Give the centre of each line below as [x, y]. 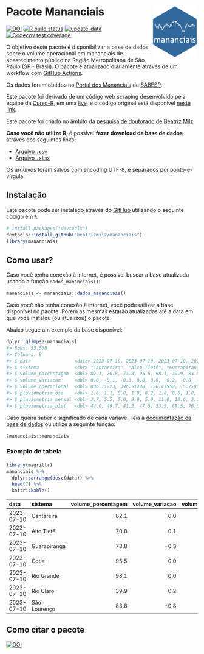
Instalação [27, 195]
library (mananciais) [32, 241]
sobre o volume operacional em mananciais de [65, 53]
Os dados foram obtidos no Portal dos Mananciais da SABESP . [84, 85]
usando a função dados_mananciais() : [53, 282]
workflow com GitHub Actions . [45, 73]
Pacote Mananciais [56, 12]
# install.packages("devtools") [47, 228]
